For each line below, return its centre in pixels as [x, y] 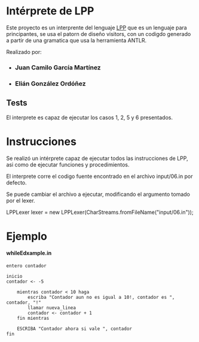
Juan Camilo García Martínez [58, 67]
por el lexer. [21, 200]
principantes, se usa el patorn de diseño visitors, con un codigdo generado [99, 34]
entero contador [26, 266]
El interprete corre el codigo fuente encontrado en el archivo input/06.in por [99, 176]
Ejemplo [27, 236]
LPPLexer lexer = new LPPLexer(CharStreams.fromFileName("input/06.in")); [100, 212]
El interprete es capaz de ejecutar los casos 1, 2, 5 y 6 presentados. [90, 117]
